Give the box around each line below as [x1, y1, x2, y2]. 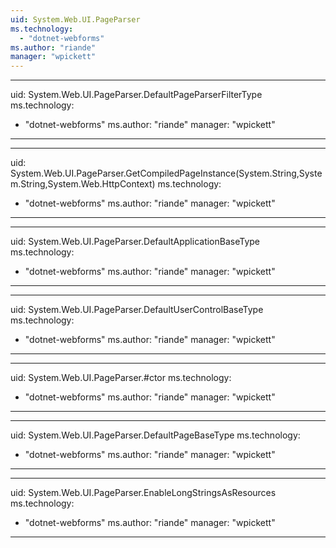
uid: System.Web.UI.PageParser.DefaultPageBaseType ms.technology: [10, 429, 301, 441]
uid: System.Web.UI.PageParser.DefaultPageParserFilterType [10, 89, 263, 101]
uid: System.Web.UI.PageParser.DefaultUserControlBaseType [10, 304, 264, 316]
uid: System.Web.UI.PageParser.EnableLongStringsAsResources [10, 487, 277, 499]
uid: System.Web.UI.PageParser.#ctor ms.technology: [10, 372, 232, 384]
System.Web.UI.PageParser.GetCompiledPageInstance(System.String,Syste [10, 167, 323, 180]
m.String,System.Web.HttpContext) [10, 178, 156, 190]
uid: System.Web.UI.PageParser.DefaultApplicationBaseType [10, 236, 261, 248]
